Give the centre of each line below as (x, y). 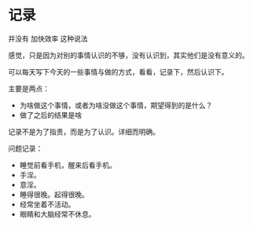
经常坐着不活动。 (47, 204)
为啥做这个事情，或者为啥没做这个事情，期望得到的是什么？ (116, 105)
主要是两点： (29, 88)
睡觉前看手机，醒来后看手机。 (68, 165)
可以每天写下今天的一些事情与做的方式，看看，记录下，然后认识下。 (118, 71)
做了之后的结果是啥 (51, 115)
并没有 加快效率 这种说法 (48, 38)
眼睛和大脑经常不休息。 (57, 214)
